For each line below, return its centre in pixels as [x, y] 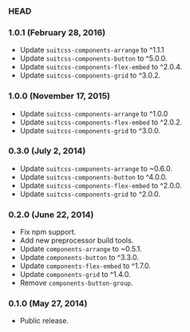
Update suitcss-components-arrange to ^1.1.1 [92, 50]
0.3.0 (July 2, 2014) [47, 151]
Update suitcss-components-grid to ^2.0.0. [90, 194]
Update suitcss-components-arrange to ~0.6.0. [96, 168]
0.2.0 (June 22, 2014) [51, 215]
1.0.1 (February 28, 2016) [57, 32]
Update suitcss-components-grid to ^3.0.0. [90, 130]
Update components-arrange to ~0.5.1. [81, 249]
